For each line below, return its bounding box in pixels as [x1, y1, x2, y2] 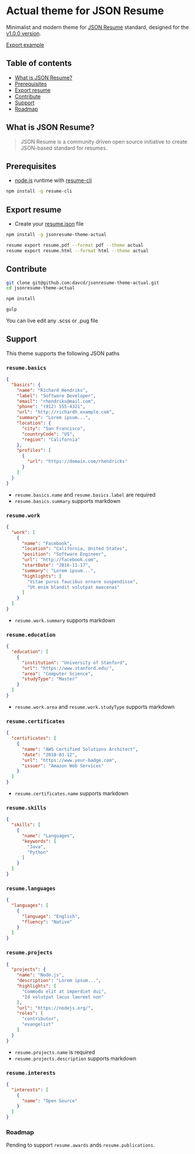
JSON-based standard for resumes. [20, 144, 108, 151]
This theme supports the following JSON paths [6, 349, 120, 357]
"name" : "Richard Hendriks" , [16, 387, 88, 393]
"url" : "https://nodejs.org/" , [16, 1005, 94, 1011]
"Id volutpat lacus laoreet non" [21, 994, 104, 1000]
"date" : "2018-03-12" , [21, 752, 78, 758]
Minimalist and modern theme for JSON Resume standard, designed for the [6, 24, 189, 31]
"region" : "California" [21, 437, 81, 442]
